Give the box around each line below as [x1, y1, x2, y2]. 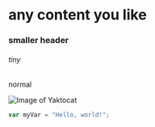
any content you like [8, 6, 147, 24]
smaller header [8, 35, 69, 46]
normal [8, 79, 32, 90]
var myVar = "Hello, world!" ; [8, 111, 111, 119]
